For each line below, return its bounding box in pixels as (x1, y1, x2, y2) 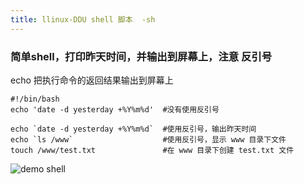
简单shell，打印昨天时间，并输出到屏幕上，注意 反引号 (10, 49, 273, 63)
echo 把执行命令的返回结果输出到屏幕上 (10, 74, 174, 86)
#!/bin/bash (10, 94, 60, 104)
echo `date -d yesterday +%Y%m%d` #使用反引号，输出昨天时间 (10, 124, 257, 134)
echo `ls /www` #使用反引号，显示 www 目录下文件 (10, 134, 287, 145)
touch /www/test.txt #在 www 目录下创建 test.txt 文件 (10, 145, 295, 155)
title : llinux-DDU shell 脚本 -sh (10, 14, 156, 25)
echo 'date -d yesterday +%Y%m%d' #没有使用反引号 (10, 104, 220, 115)
